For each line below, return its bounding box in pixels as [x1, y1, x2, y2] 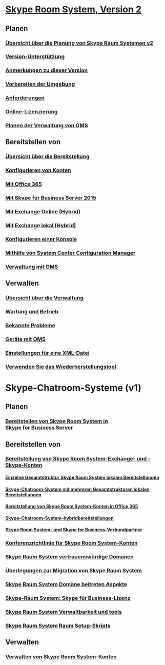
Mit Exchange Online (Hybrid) [5, 208, 80, 215]
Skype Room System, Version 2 [5, 4, 142, 15]
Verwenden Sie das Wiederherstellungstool [5, 363, 116, 370]
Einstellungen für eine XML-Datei [5, 349, 90, 356]
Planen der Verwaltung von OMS [5, 122, 88, 129]
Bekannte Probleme [5, 321, 55, 329]
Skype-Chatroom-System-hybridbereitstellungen [5, 515, 114, 521]
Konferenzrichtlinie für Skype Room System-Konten [5, 539, 138, 547]
